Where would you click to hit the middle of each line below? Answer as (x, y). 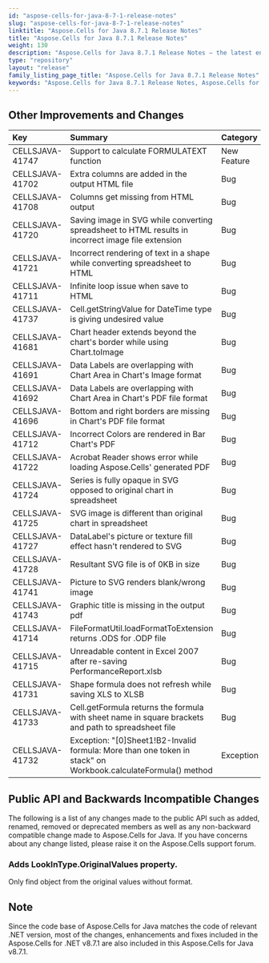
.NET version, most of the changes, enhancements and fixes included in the (133, 935)
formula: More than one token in (130, 751)
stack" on (88, 760)
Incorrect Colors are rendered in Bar (138, 435)
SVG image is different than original (137, 513)
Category (239, 138)
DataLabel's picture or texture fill (132, 536)
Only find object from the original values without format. (101, 882)
